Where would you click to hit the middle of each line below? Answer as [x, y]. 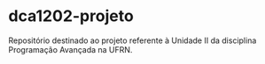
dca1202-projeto [71, 16]
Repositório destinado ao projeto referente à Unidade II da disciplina [132, 40]
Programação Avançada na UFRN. [70, 49]
